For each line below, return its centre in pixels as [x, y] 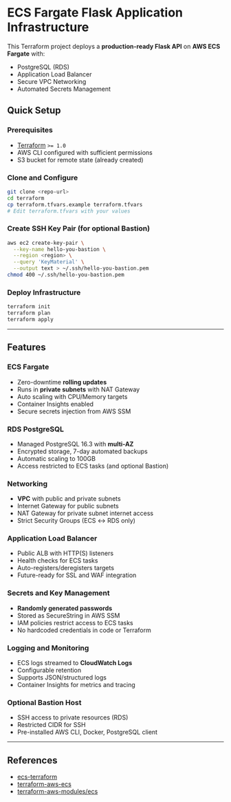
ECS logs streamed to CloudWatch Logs [75, 663]
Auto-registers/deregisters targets [66, 568]
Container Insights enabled [55, 404]
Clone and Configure [43, 177]
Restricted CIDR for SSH [51, 725]
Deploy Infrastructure [44, 292]
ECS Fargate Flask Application [95, 13]
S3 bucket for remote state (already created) [80, 160]
